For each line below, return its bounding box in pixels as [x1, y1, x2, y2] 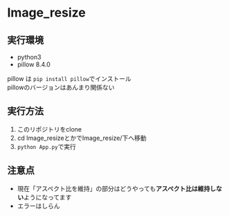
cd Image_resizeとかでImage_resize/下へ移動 [17, 134, 147, 142]
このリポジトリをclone [17, 125, 82, 133]
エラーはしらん [17, 201, 60, 210]
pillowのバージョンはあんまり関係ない [7, 83, 116, 91]
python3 [17, 53, 42, 61]
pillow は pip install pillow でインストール [7, 75, 131, 82]
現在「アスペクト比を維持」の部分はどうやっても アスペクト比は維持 [17, 184, 210, 192]
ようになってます [23, 192, 72, 201]
